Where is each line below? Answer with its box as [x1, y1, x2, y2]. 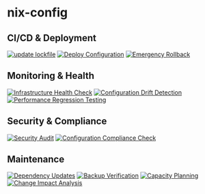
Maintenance [7, 154, 65, 165]
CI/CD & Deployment [7, 32, 97, 44]
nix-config [7, 5, 68, 21]
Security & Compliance [7, 115, 107, 128]
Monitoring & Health [7, 70, 94, 82]
